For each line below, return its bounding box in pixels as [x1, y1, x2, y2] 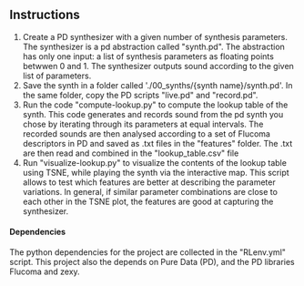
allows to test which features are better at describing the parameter [22, 177, 276, 188]
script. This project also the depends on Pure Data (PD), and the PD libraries [9, 257, 296, 268]
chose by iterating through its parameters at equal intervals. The [22, 118, 264, 129]
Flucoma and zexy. [9, 266, 80, 277]
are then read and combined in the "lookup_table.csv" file [22, 148, 239, 158]
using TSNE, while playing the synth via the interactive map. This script [22, 167, 289, 178]
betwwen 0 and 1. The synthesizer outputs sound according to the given [22, 60, 294, 71]
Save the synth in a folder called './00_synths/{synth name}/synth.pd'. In [22, 79, 293, 90]
